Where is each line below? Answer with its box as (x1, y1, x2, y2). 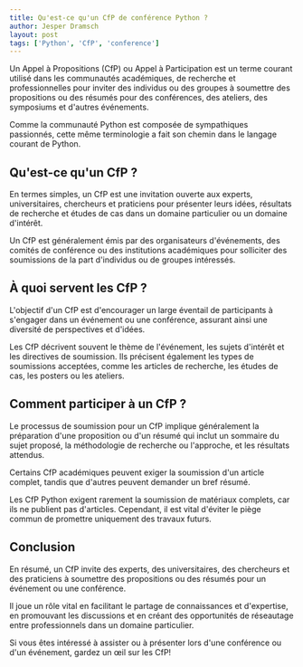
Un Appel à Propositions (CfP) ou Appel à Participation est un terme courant (9, 63, 293, 74)
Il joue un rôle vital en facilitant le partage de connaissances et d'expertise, (9, 600, 289, 611)
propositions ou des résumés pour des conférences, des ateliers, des (9, 92, 269, 103)
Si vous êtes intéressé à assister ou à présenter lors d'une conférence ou (9, 637, 282, 648)
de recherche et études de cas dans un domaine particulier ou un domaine (9, 208, 288, 219)
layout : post (9, 30, 59, 39)
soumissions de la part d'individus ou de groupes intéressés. (9, 254, 236, 265)
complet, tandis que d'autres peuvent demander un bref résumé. (9, 476, 251, 487)
